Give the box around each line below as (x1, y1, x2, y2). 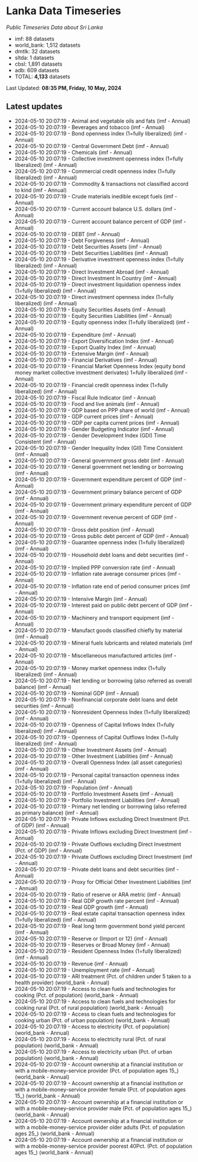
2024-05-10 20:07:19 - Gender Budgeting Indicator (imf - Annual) (14, 425, 174, 433)
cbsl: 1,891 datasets (14, 60, 63, 67)
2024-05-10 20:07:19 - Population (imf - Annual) (14, 784, 133, 791)
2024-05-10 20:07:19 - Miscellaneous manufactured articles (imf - (14, 652, 177, 659)
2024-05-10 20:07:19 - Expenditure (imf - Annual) (14, 331, 137, 338)
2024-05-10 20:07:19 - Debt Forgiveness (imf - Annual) (14, 237, 150, 244)
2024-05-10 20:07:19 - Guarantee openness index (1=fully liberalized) (14, 539, 185, 546)
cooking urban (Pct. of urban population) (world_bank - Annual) (14, 1016, 170, 1023)
